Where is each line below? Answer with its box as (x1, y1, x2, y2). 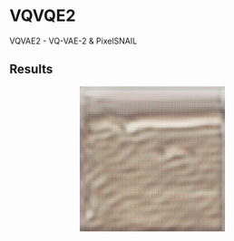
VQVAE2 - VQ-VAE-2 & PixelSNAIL (9, 35, 138, 46)
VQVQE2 (9, 5, 76, 26)
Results (9, 62, 54, 77)
